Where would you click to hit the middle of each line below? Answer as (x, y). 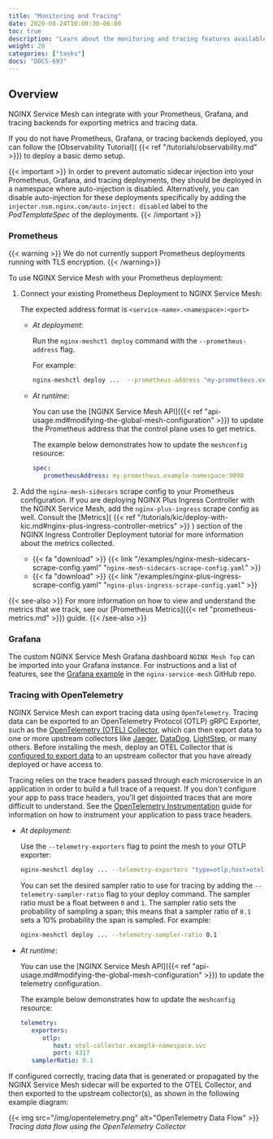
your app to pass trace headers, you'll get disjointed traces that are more (130, 797)
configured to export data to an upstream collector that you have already (130, 756)
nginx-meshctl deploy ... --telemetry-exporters (104, 870)
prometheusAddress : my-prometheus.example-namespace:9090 (143, 476)
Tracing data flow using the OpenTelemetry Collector (97, 1127)
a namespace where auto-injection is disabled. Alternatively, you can (124, 189)
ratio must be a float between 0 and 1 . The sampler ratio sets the (128, 903)
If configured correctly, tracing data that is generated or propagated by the (134, 1076)
